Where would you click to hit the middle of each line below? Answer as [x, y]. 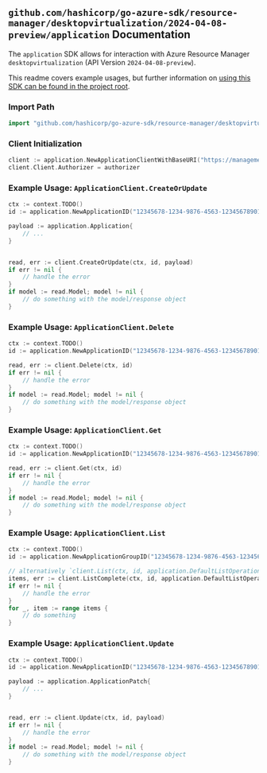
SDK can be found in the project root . [69, 86]
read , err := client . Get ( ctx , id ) [66, 468]
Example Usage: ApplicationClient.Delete [91, 327]
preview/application [59, 35]
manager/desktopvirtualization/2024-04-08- [118, 23]
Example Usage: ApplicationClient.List [87, 533]
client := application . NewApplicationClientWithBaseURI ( [104, 160]
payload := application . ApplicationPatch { [79, 682]
